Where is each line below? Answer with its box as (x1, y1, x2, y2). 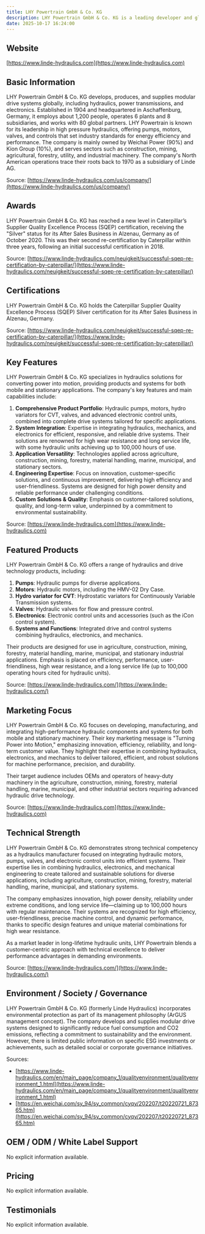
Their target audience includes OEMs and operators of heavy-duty (6, 772, 174, 780)
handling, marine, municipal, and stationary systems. (6, 883, 139, 890)
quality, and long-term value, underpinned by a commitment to (15, 502, 173, 509)
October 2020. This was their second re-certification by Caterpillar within (6, 236, 191, 243)
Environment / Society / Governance (6, 988, 148, 999)
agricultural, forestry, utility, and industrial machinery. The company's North (6, 152, 197, 159)
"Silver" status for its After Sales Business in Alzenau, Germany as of (6, 230, 179, 237)
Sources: (6, 1055, 29, 1063)
